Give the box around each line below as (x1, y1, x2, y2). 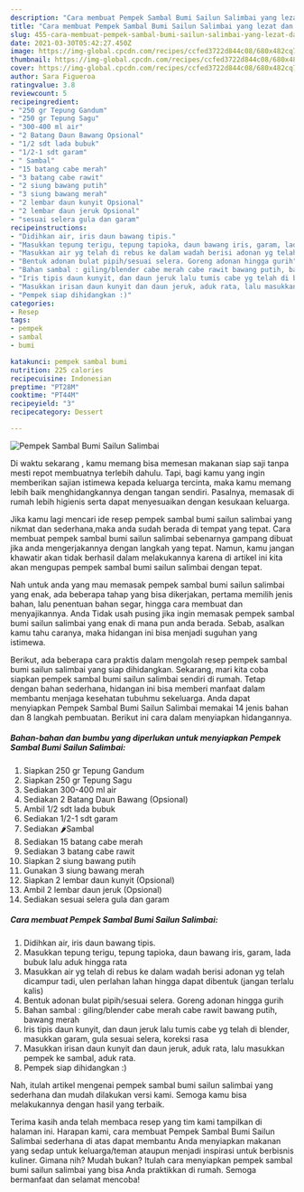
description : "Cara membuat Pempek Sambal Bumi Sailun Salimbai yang (10, 13, 278, 23)
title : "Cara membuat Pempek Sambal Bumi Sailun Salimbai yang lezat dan (10, 22, 294, 31)
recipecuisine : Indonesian (10, 374, 112, 383)
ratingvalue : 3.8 (10, 80, 76, 89)
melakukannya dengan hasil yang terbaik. (10, 1099, 165, 1110)
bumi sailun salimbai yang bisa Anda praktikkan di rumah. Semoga (10, 1164, 256, 1175)
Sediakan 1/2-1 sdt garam (23, 812, 118, 823)
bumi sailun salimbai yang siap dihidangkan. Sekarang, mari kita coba (10, 663, 269, 674)
